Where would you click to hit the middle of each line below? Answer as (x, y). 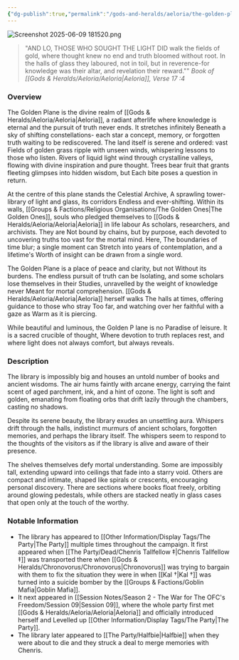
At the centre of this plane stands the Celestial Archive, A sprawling (106, 194)
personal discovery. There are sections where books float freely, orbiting (114, 488)
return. (17, 180)
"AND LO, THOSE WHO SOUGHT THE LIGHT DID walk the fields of (122, 48)
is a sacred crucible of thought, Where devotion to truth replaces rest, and (116, 335)
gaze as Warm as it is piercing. (52, 313)
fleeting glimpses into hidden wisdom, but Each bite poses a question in (113, 172)
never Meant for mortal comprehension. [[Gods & (79, 291)
